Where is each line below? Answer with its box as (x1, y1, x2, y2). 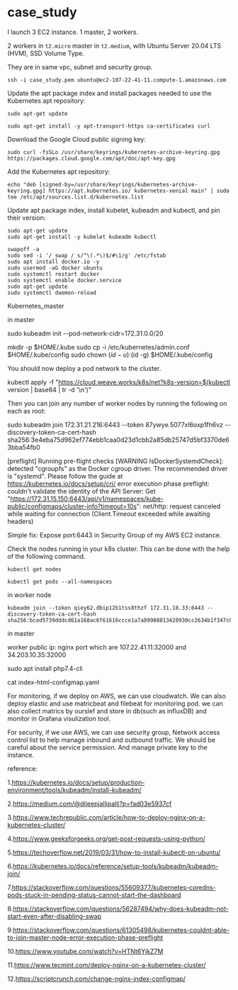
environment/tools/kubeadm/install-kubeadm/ (7, 785, 142, 794)
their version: (7, 213, 46, 222)
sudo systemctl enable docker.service (7, 277, 122, 284)
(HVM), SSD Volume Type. (7, 49, 85, 57)
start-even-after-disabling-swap (7, 912, 101, 921)
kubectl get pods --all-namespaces (7, 578, 113, 585)
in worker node (7, 590, 52, 599)
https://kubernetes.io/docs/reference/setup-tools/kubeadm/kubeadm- (13, 862, 219, 870)
